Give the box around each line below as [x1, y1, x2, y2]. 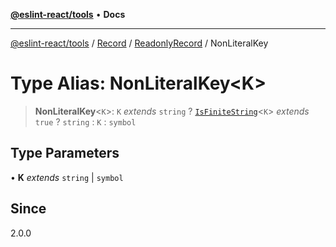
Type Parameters [10, 145, 120, 162]
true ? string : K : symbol [34, 115, 137, 128]
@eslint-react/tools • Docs [10, 9, 126, 20]
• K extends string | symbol [10, 171, 124, 183]
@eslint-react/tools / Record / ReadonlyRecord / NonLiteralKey [10, 37, 269, 49]
